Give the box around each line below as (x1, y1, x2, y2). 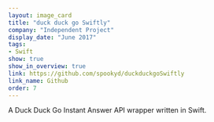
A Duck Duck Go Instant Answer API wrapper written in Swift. (8, 106, 207, 115)
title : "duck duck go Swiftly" (8, 19, 111, 27)
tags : (8, 41, 26, 48)
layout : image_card (8, 11, 72, 20)
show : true (8, 56, 44, 63)
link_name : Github (8, 77, 68, 84)
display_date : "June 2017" (8, 33, 97, 41)
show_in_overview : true (8, 63, 87, 70)
